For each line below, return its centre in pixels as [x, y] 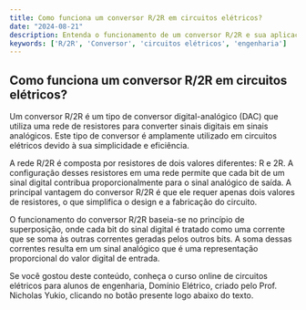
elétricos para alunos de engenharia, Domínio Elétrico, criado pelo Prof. [143, 286]
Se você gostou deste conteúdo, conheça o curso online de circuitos [139, 276]
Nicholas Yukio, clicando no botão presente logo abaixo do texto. [132, 295]
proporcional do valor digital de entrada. [85, 258]
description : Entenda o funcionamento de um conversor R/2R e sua [138, 35]
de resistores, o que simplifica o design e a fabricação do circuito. [133, 202]
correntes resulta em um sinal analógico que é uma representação [134, 249]
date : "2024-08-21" [46, 26]
